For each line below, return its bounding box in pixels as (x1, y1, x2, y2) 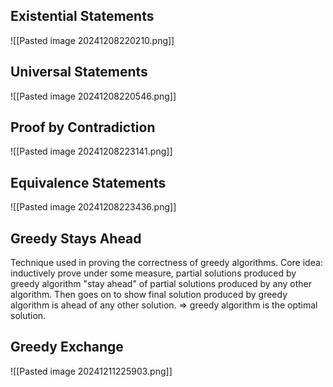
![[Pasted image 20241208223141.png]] (10, 145, 173, 158)
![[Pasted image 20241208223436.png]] (10, 201, 177, 213)
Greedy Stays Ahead (10, 230, 142, 247)
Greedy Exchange (10, 339, 124, 356)
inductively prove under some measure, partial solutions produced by (10, 267, 297, 279)
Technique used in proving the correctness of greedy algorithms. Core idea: (10, 257, 323, 269)
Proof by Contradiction (10, 119, 156, 136)
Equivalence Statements (10, 174, 167, 191)
